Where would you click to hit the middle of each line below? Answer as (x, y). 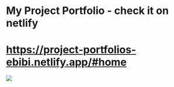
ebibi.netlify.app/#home (66, 62)
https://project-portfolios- (71, 50)
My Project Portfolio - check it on (88, 11)
